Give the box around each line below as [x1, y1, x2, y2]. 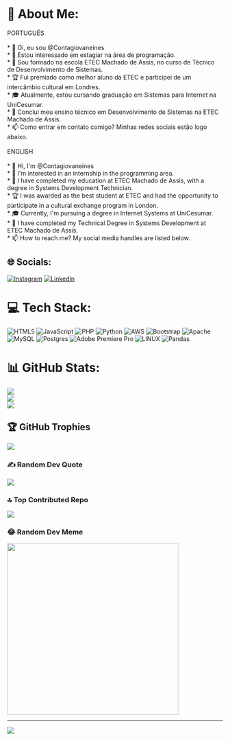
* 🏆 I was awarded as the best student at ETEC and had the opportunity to [7, 191, 218, 200]
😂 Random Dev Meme [7, 527, 84, 537]
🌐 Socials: [7, 257, 52, 268]
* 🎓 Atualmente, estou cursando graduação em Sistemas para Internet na [7, 91, 217, 99]
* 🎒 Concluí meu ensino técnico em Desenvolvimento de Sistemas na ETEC [7, 108, 219, 116]
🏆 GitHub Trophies [7, 421, 91, 433]
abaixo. [7, 132, 28, 141]
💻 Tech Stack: [7, 300, 92, 315]
